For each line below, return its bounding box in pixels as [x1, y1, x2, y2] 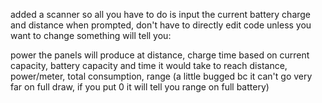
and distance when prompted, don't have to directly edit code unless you [10, 19, 312, 31]
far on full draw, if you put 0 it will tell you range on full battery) [10, 81, 270, 93]
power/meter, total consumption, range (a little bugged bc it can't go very [10, 70, 313, 82]
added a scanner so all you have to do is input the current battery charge [10, 9, 312, 20]
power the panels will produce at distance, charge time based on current [10, 49, 310, 61]
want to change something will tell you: [10, 30, 172, 41]
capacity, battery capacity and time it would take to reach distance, [10, 60, 288, 71]
